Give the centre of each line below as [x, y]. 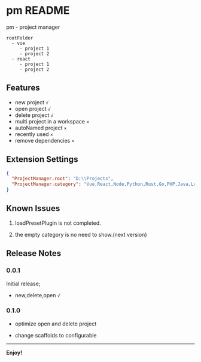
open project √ [33, 108]
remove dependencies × [45, 140]
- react [21, 59]
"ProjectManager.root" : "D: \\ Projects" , [63, 179]
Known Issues [33, 208]
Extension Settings [42, 159]
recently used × [34, 134]
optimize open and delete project [56, 324]
